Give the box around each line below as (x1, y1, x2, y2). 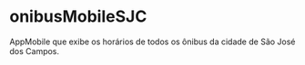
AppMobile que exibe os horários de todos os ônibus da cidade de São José (9, 36, 296, 47)
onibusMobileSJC (9, 6, 147, 27)
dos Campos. (9, 45, 60, 56)
